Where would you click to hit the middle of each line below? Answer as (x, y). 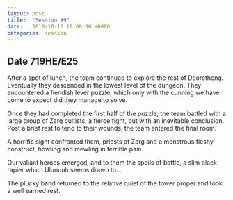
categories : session (37, 33)
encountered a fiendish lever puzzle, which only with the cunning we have (114, 93)
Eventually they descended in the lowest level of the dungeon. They (104, 85)
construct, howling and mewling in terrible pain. (75, 149)
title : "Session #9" (39, 20)
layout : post (26, 14)
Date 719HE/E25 (43, 61)
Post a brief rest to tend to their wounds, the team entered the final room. (112, 128)
